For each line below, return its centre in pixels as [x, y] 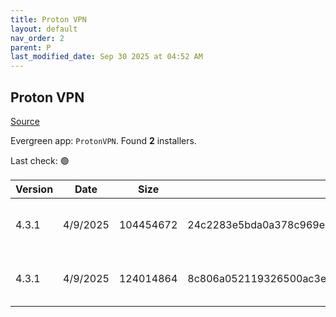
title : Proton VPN [48, 19]
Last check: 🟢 [40, 160]
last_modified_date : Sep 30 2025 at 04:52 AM [106, 57]
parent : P [31, 47]
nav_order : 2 [37, 38]
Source [25, 121]
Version [34, 189]
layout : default [44, 29]
